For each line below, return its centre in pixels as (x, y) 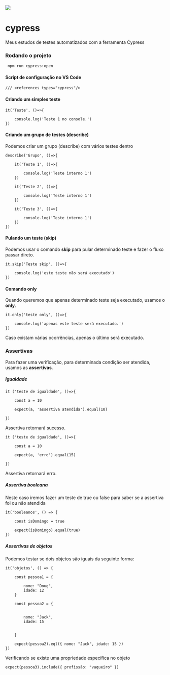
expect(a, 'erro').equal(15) (45, 455)
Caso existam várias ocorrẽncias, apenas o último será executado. (75, 338)
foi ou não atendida (25, 503)
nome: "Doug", (38, 586)
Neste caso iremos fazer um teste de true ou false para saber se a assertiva (84, 498)
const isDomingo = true (40, 522)
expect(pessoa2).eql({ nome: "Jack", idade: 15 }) (69, 644)
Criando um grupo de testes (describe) (47, 135)
